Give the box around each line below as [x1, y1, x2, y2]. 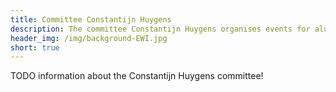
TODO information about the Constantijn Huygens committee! [10, 70, 264, 82]
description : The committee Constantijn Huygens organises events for [10, 24, 311, 34]
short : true [10, 42, 60, 53]
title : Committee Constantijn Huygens [10, 14, 172, 25]
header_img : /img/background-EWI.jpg [10, 33, 168, 43]
